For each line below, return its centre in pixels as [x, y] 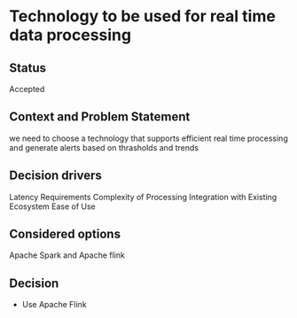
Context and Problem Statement [100, 117]
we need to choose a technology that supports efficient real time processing [148, 138]
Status [28, 68]
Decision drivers [55, 176]
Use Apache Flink [54, 305]
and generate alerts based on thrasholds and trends [104, 147]
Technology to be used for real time [143, 16]
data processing [70, 35]
